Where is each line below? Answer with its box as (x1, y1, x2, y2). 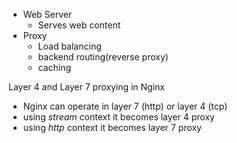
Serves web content (37, 19, 121, 31)
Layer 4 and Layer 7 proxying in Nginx (8, 81, 165, 93)
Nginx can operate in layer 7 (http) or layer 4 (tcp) (22, 100, 228, 112)
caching (37, 62, 72, 73)
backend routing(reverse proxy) (37, 51, 169, 63)
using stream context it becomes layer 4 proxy (22, 111, 215, 123)
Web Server (22, 9, 73, 20)
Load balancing (37, 40, 102, 52)
